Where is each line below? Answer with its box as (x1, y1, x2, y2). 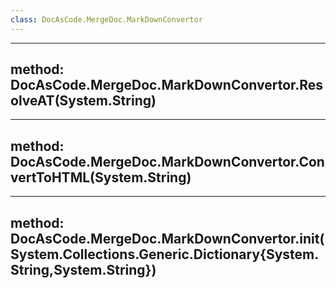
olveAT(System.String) (10, 92, 157, 110)
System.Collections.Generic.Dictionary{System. (10, 246, 320, 263)
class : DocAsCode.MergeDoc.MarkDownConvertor (10, 14, 203, 25)
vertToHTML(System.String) (10, 169, 192, 186)
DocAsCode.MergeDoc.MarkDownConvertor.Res (10, 77, 324, 94)
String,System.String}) (10, 261, 157, 278)
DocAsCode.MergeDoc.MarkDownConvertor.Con (10, 153, 325, 170)
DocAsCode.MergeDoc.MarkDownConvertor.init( (10, 230, 325, 247)
